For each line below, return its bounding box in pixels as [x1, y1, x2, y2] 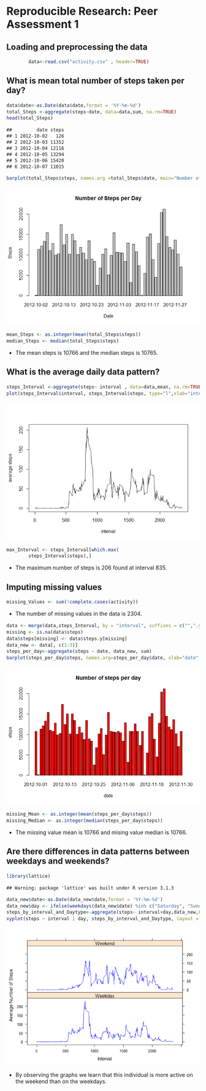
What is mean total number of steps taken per [6, 75, 185, 86]
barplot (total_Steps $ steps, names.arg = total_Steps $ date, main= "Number [6, 175, 193, 181]
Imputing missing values [6, 582, 102, 592]
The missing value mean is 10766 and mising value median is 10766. [15, 829, 188, 836]
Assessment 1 [6, 17, 79, 31]
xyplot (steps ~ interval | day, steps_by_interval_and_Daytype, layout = [6, 916, 199, 922]
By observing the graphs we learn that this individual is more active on [15, 1071, 193, 1079]
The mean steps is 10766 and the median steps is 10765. [15, 349, 158, 356]
